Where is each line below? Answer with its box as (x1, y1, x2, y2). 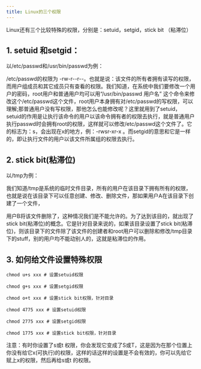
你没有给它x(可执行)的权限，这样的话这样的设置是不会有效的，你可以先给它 (6, 349, 192, 356)
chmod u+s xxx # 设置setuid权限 (6, 272, 84, 278)
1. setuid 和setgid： (6, 46, 80, 56)
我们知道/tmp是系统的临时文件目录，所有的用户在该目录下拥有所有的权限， (6, 185, 191, 192)
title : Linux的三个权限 (6, 8, 61, 15)
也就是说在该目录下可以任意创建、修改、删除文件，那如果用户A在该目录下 (6, 192, 189, 199)
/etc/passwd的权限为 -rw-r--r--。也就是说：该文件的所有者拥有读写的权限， (6, 75, 194, 82)
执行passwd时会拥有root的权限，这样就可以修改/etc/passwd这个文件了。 (6, 120, 187, 128)
